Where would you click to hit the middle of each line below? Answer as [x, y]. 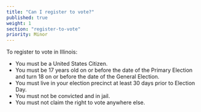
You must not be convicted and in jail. [63, 96]
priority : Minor [27, 35]
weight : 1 [19, 23]
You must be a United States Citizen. [61, 64]
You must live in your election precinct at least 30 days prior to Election [105, 83]
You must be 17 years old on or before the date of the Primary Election [104, 70]
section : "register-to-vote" [44, 29]
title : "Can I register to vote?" [51, 12]
